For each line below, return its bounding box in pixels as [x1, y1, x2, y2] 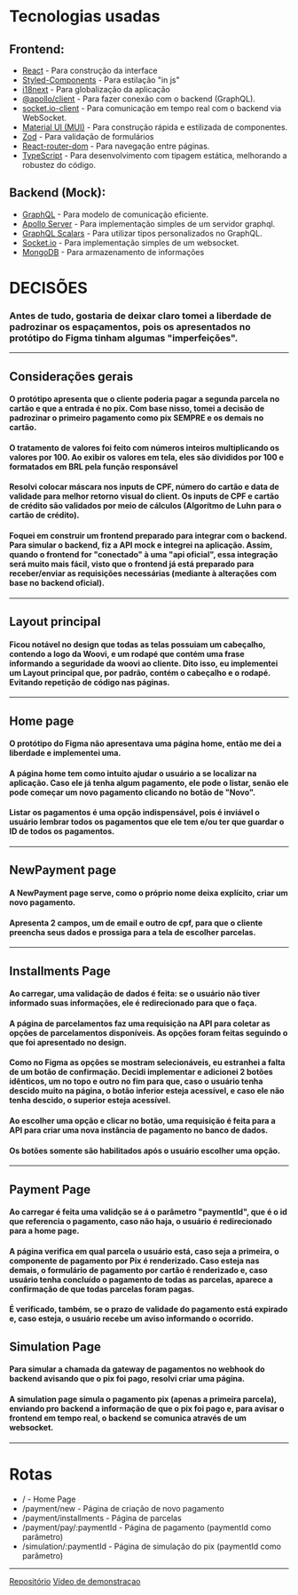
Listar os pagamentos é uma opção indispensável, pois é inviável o [9, 807, 260, 818]
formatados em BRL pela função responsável [9, 461, 179, 472]
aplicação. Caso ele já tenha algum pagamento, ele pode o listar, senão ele [9, 777, 289, 788]
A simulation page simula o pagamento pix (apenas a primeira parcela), [9, 1393, 277, 1404]
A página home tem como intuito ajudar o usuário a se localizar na [9, 767, 257, 779]
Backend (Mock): [9, 185, 106, 201]
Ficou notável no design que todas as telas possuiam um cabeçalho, [9, 638, 266, 650]
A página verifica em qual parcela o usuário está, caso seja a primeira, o [9, 1246, 279, 1256]
